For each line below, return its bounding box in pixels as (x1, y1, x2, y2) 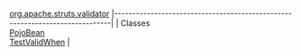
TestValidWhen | (9, 36, 70, 47)
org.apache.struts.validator (9, 9, 110, 19)
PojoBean (9, 28, 45, 37)
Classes (120, 18, 150, 28)
